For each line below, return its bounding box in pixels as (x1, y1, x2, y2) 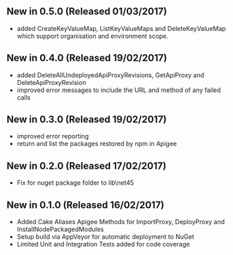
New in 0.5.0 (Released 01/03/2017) (6, 6, 168, 18)
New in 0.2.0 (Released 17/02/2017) (6, 159, 167, 171)
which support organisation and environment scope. (16, 32, 169, 40)
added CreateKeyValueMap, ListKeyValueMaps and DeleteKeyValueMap (16, 24, 227, 32)
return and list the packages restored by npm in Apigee (16, 140, 177, 148)
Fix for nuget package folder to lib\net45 (16, 178, 134, 187)
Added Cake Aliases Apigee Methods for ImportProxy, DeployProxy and (16, 218, 225, 226)
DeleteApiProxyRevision (16, 78, 87, 86)
